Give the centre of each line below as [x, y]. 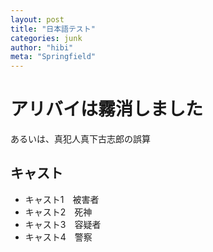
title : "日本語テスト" [53, 29]
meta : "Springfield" [53, 57]
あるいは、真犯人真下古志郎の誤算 [80, 139]
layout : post [37, 19]
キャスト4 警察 [58, 237]
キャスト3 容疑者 [63, 224]
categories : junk [46, 38]
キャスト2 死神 [58, 212]
